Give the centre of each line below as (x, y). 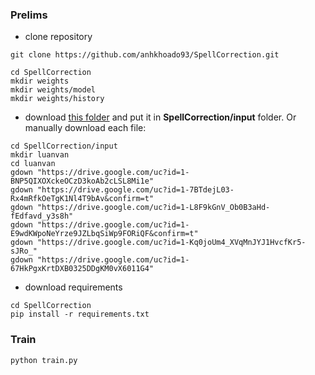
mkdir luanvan (40, 155)
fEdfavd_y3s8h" (42, 216)
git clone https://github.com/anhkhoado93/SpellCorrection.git (145, 55)
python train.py (44, 360)
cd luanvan (33, 164)
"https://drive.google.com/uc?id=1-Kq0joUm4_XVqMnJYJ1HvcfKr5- (171, 243)
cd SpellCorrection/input (64, 146)
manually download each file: (85, 128)
